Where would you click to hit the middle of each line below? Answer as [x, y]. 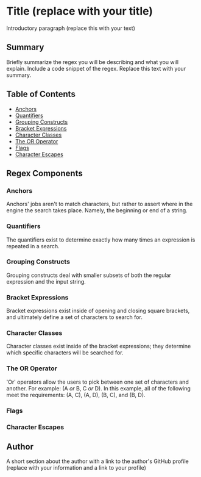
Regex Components [45, 173]
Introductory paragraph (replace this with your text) [71, 28]
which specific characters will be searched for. [65, 353]
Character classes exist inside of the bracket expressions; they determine [99, 346]
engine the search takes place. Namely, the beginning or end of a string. [97, 210]
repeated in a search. [33, 246]
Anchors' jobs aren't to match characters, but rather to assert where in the [100, 204]
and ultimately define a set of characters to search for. [75, 317]
